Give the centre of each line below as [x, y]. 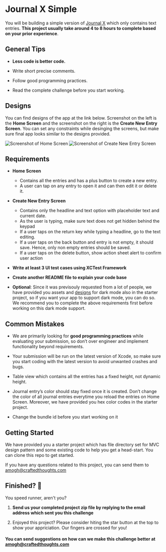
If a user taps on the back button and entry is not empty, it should [86, 242]
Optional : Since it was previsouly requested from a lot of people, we [82, 287]
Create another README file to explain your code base [70, 277]
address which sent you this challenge [53, 513]
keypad [27, 226]
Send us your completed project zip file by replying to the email [79, 507]
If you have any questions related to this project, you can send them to [77, 465]
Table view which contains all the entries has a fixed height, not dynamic [86, 377]
